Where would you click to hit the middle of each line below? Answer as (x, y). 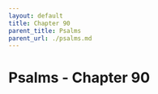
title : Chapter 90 (39, 23)
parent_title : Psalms (45, 31)
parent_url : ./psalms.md (50, 38)
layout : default (36, 16)
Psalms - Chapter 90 (79, 78)
